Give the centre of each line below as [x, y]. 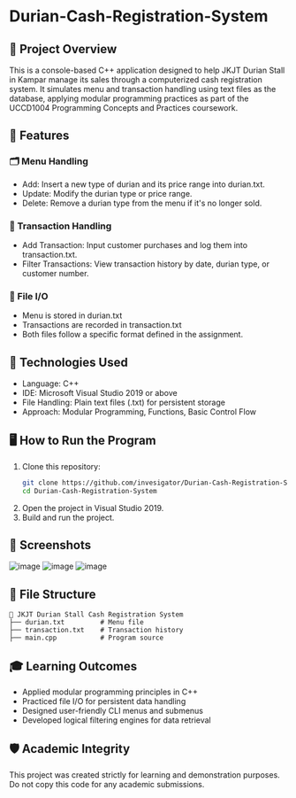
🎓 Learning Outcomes [73, 666]
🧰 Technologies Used [68, 362]
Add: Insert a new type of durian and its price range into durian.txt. [143, 184]
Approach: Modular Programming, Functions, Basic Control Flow [139, 412]
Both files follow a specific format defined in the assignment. [133, 335]
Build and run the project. [68, 517]
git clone [40, 483]
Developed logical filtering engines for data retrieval [116, 720]
